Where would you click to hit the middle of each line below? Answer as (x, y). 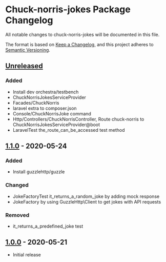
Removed (17, 215)
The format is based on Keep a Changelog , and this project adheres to (79, 44)
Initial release (27, 254)
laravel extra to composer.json (45, 108)
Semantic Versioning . (28, 50)
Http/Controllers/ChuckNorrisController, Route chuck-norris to (78, 119)
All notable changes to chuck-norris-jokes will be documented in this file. (82, 34)
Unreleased (24, 66)
